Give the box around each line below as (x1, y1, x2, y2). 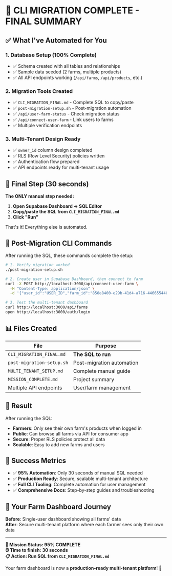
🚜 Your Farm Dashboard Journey (5, 502, 112, 511)
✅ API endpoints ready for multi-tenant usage (12, 164, 109, 171)
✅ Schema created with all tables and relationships (12, 63, 120, 69)
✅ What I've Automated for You (5, 36, 107, 45)
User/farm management (73, 384, 131, 391)
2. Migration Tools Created (5, 87, 73, 94)
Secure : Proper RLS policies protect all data (12, 436, 105, 442)
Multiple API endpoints (8, 384, 62, 391)
